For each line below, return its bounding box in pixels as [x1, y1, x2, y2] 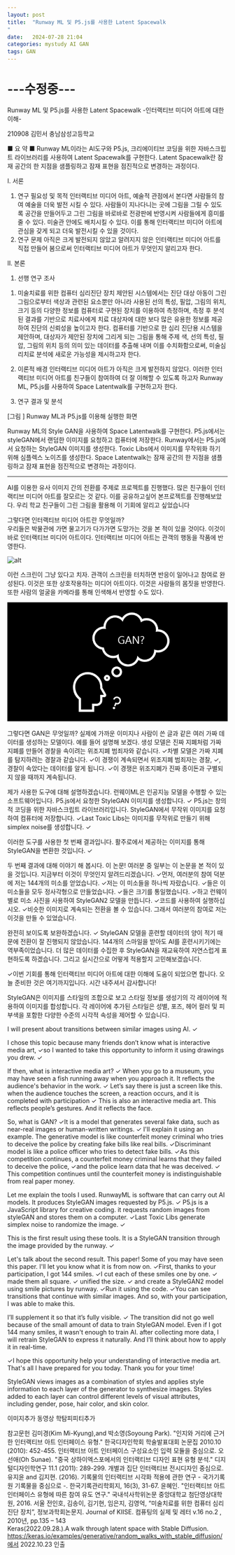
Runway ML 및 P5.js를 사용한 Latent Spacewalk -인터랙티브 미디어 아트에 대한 [7, 106, 225, 114]
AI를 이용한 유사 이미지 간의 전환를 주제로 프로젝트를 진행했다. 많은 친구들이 [7, 483, 213, 491]
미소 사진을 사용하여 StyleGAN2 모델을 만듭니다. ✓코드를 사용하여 [20, 896, 201, 904]
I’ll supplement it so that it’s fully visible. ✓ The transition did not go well [7, 1313, 215, 1321]
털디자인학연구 [7, 1463, 48, 1472]
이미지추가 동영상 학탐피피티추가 [7, 1414, 96, 1422]
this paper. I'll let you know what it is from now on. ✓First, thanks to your [7, 1262, 217, 1270]
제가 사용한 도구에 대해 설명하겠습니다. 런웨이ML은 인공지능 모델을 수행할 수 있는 [7, 787, 227, 796]
